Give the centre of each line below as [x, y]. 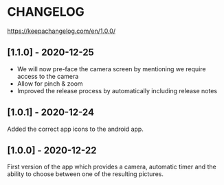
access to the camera [48, 76]
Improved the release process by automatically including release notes [117, 90]
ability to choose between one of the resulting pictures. [85, 174]
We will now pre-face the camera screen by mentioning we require [111, 69]
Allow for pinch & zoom [50, 84]
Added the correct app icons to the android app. [76, 129]
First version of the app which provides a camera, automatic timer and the [112, 167]
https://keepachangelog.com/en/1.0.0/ [61, 31]
